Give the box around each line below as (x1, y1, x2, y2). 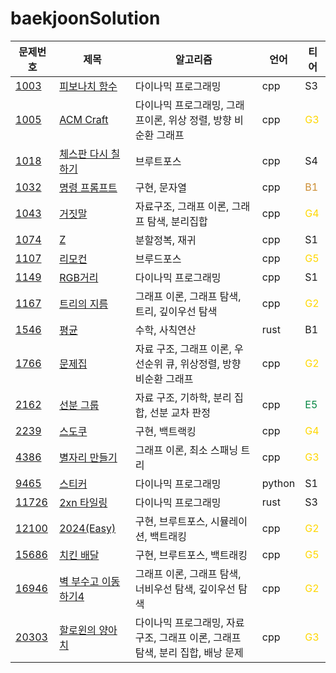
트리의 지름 (59, 297, 109, 311)
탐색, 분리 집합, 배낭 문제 (134, 645, 244, 659)
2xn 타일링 (59, 495, 108, 509)
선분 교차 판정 (149, 405, 211, 419)
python (261, 476, 296, 490)
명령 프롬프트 (59, 180, 118, 194)
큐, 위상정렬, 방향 (165, 357, 242, 371)
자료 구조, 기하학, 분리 (134, 390, 232, 404)
